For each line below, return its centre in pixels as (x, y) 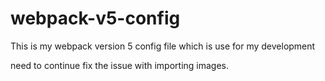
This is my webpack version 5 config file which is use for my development (163, 46)
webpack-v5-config (95, 18)
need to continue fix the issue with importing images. (120, 65)
